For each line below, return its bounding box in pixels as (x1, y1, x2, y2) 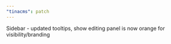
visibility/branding (6, 31, 50, 38)
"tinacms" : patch (6, 8, 50, 15)
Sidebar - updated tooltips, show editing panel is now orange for (6, 25, 166, 32)
